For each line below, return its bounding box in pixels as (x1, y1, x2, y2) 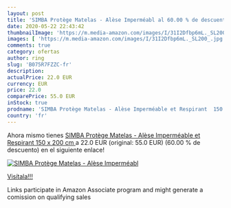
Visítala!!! (7, 172, 33, 181)
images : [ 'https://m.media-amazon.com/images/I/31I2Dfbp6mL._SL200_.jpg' (7, 36, 226, 43)
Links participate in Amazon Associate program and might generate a (7, 185, 203, 194)
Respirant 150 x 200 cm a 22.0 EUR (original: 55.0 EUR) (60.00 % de (7, 138, 201, 146)
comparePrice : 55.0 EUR (7, 93, 76, 100)
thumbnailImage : (7, 29, 54, 36)
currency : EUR (7, 80, 48, 87)
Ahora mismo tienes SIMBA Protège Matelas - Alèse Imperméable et (7, 131, 201, 139)
